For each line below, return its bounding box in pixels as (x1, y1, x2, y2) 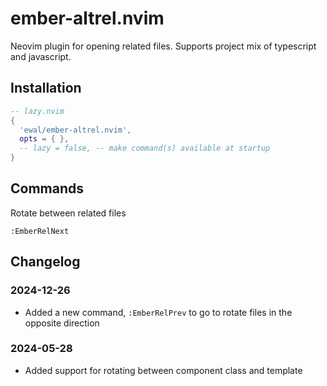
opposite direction (24, 317, 100, 329)
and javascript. (10, 50, 72, 62)
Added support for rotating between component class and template (24, 364, 303, 376)
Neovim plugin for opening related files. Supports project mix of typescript (10, 40, 317, 52)
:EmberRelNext (10, 226, 70, 236)
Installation (10, 80, 82, 97)
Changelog (10, 253, 81, 271)
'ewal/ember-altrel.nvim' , (19, 125, 132, 135)
